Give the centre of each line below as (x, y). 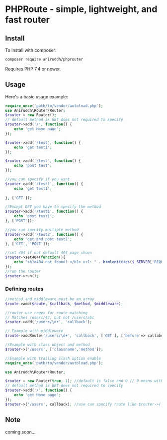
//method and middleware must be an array (50, 299)
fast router (27, 20)
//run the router (23, 271)
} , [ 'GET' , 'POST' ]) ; (28, 244)
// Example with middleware (34, 331)
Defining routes (24, 289)
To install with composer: (31, 50)
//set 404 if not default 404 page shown (49, 253)
